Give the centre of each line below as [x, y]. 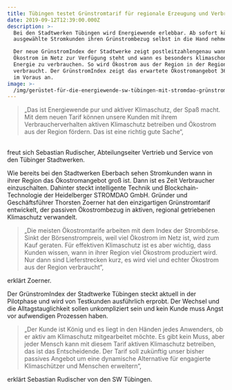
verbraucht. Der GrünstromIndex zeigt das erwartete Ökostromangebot [115, 71]
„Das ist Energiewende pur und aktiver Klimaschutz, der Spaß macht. [122, 110]
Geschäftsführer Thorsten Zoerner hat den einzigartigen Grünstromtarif [109, 203]
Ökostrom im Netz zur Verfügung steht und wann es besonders [103, 58]
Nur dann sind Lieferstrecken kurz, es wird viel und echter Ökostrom [121, 260]
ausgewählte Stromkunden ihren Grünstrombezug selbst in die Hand [111, 39]
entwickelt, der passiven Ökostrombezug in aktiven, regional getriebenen [111, 210]
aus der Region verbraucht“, [64, 267]
